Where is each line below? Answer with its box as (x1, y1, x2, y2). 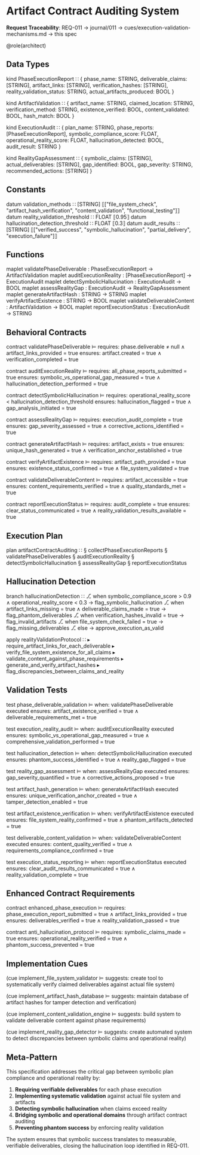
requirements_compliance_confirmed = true (6, 847, 114, 854)
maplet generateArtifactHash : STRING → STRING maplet (6, 291, 147, 298)
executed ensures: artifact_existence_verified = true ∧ (6, 707, 139, 715)
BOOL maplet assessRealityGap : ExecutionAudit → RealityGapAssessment (6, 284, 190, 291)
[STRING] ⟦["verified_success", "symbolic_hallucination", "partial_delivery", (6, 226, 191, 233)
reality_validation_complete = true (6, 871, 88, 878)
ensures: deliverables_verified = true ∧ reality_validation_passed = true (6, 917, 180, 924)
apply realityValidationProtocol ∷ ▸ (6, 636, 91, 643)
